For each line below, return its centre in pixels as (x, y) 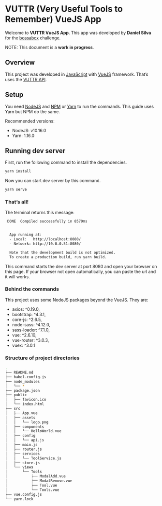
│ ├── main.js (21, 445)
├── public (16, 395)
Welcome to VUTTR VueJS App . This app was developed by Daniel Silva (78, 33)
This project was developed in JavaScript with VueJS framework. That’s (77, 74)
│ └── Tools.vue (32, 490)
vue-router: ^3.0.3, (30, 340)
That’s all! (17, 202)
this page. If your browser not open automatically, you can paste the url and (81, 271)
